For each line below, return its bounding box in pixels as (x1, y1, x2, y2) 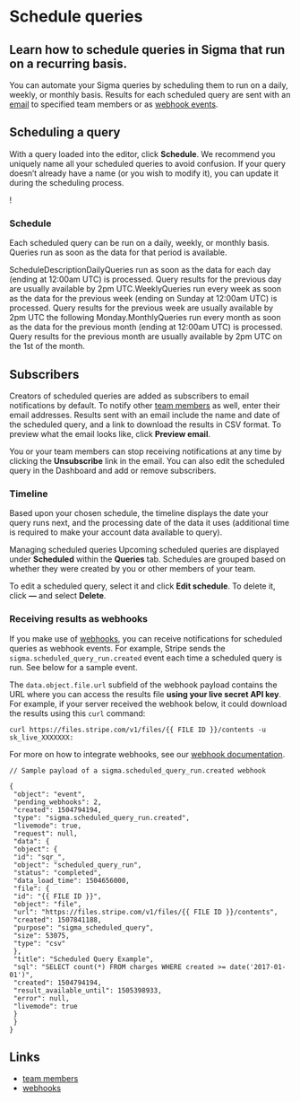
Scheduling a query (9, 125, 121, 140)
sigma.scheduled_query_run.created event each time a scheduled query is (9, 652, 282, 663)
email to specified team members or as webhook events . (9, 99, 219, 109)
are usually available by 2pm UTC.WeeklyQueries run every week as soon (9, 284, 282, 294)
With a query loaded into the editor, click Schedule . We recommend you (9, 148, 276, 159)
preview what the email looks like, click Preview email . (9, 428, 210, 439)
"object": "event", (13, 790, 87, 799)
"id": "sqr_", (13, 853, 66, 861)
